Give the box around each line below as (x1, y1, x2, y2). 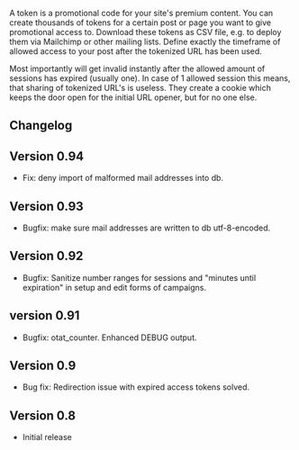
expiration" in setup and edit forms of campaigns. (22, 282, 207, 292)
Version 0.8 (9, 408, 77, 423)
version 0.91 (9, 308, 80, 323)
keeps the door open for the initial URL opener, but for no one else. (9, 92, 258, 103)
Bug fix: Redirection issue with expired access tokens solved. (22, 382, 250, 392)
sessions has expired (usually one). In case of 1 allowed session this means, (9, 73, 291, 84)
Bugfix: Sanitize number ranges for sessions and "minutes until (22, 272, 257, 283)
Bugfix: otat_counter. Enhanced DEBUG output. (22, 332, 197, 343)
